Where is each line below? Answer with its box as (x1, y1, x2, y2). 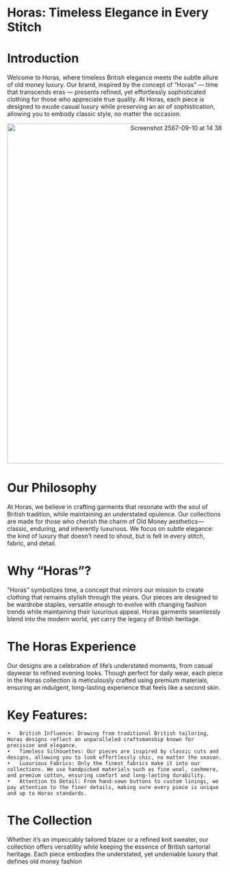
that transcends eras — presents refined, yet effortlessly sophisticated (7, 88, 207, 97)
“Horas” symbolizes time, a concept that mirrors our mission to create (7, 586, 204, 594)
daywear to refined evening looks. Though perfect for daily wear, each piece (7, 669, 223, 677)
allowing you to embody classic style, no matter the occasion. (7, 110, 181, 118)
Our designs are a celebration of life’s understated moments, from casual (7, 661, 213, 669)
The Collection (7, 813, 92, 828)
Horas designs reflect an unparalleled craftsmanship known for (7, 736, 194, 743)
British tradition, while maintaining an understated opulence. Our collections (7, 510, 221, 519)
